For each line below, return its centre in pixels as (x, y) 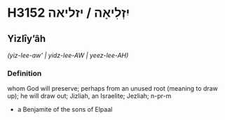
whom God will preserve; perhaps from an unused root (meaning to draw (113, 89)
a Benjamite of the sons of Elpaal (65, 110)
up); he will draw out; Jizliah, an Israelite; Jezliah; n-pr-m (89, 96)
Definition (25, 73)
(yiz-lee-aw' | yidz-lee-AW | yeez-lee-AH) (68, 55)
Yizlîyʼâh (27, 39)
